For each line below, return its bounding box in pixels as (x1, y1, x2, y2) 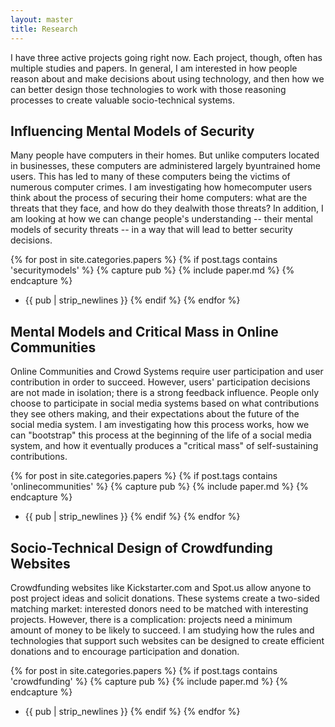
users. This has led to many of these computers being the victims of (10, 171, 291, 183)
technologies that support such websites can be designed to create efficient (10, 634, 325, 646)
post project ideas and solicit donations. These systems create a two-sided (10, 592, 320, 604)
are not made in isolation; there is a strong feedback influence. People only (10, 387, 320, 399)
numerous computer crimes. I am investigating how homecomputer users (10, 181, 313, 193)
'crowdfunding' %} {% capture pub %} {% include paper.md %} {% (10, 675, 289, 687)
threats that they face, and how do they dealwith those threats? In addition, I (10, 202, 324, 215)
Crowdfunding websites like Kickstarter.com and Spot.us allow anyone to (10, 581, 312, 593)
